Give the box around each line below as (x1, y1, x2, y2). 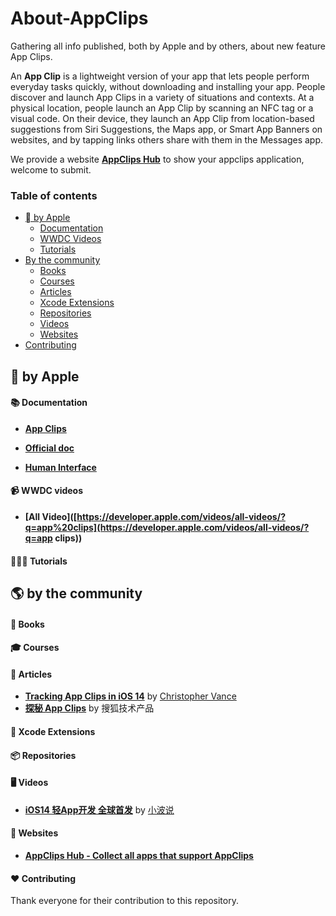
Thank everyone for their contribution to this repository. (10, 895, 239, 907)
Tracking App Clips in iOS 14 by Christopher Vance (24, 690, 237, 702)
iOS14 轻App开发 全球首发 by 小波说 (24, 803, 175, 816)
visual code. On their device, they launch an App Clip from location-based (10, 112, 315, 124)
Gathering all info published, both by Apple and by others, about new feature (10, 40, 326, 52)
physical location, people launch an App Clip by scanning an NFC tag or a (10, 102, 314, 114)
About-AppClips (10, 7, 149, 30)
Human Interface (24, 461, 97, 473)
